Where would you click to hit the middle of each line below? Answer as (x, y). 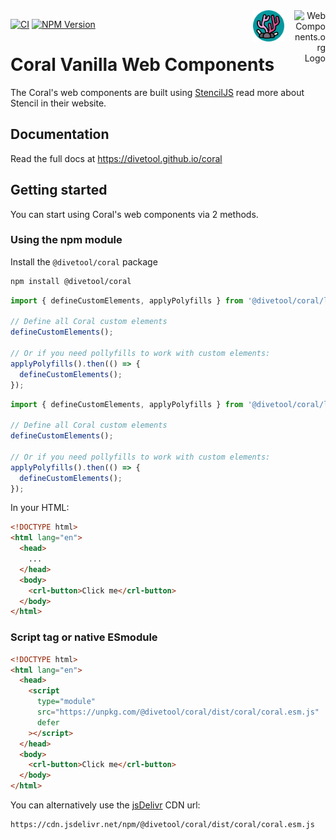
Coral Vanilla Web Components (142, 65)
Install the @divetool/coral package (84, 261)
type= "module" (66, 702)
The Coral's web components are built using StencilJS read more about (157, 92)
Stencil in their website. (58, 103)
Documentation (60, 134)
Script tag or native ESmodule (84, 637)
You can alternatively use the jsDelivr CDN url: (105, 805)
